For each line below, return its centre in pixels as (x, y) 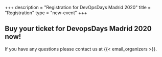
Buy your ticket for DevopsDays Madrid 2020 (78, 29)
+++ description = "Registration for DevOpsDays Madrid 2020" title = (78, 7)
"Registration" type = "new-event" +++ (46, 13)
